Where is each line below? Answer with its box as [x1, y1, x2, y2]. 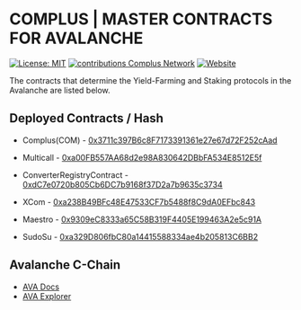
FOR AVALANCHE [9, 28, 144, 49]
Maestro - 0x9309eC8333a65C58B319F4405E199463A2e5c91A [22, 214, 262, 225]
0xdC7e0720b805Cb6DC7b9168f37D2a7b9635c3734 [22, 179, 223, 190]
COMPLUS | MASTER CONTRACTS [9, 9, 273, 30]
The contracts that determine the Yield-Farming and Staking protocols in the [9, 75, 292, 85]
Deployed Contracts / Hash [9, 111, 164, 126]
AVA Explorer [22, 290, 72, 301]
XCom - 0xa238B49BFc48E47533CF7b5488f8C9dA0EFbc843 [22, 196, 256, 207]
